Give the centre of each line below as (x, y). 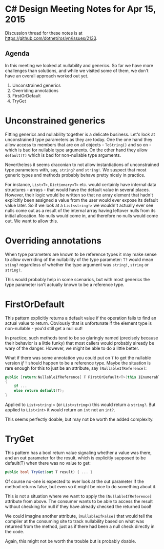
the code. (15, 531)
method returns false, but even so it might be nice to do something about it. (81, 486)
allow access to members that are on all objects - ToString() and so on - (78, 144)
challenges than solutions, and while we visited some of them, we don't (77, 71)
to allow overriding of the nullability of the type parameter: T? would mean (79, 259)
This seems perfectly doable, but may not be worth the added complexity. (79, 419)
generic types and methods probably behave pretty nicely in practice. (75, 175)
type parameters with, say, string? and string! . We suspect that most (76, 169)
